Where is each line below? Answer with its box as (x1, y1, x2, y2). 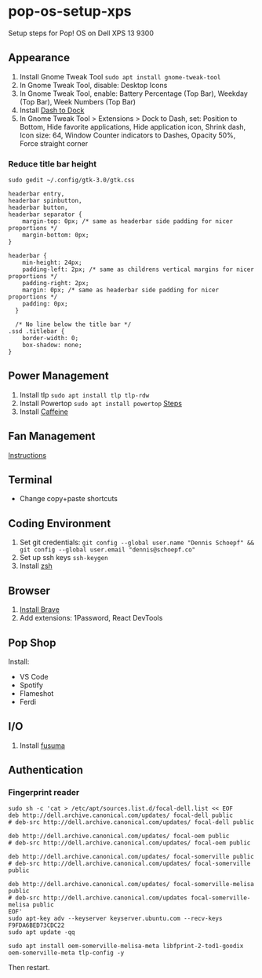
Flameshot (19, 688, 54, 698)
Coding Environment (8, 517, 111, 530)
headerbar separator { (8, 211, 82, 218)
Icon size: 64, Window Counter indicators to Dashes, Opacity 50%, (19, 130, 236, 140)
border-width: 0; (22, 335, 79, 342)
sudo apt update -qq (8, 929, 76, 936)
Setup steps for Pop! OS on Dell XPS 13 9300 (8, 28, 155, 38)
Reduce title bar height (8, 158, 96, 169)
